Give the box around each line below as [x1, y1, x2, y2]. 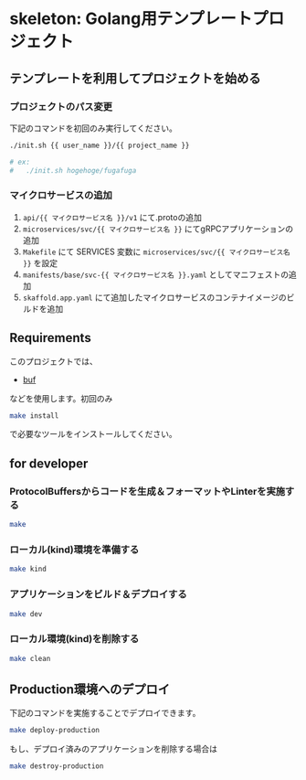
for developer [9, 455, 89, 471]
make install [9, 411, 59, 421]
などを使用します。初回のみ [9, 392, 113, 403]
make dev [9, 609, 43, 618]
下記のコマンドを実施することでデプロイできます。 [9, 708, 201, 719]
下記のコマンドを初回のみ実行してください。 [9, 123, 178, 134]
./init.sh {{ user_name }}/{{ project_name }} [9, 141, 190, 150]
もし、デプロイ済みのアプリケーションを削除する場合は [9, 743, 217, 754]
